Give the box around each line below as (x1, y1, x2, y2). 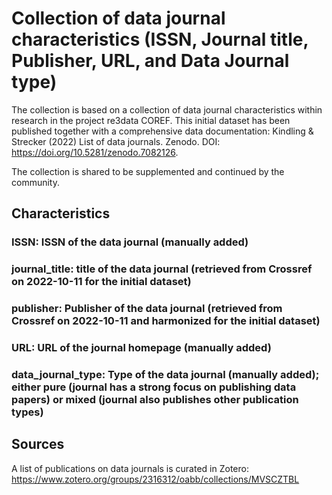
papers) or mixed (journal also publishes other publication (11, 392, 299, 406)
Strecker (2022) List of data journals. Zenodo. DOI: (11, 135, 221, 147)
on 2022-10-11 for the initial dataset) (11, 275, 192, 289)
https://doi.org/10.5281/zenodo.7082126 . (11, 146, 179, 158)
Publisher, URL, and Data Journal (11, 50, 290, 72)
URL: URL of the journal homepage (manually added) (11, 341, 272, 355)
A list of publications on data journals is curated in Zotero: (11, 462, 249, 474)
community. (11, 176, 60, 188)
